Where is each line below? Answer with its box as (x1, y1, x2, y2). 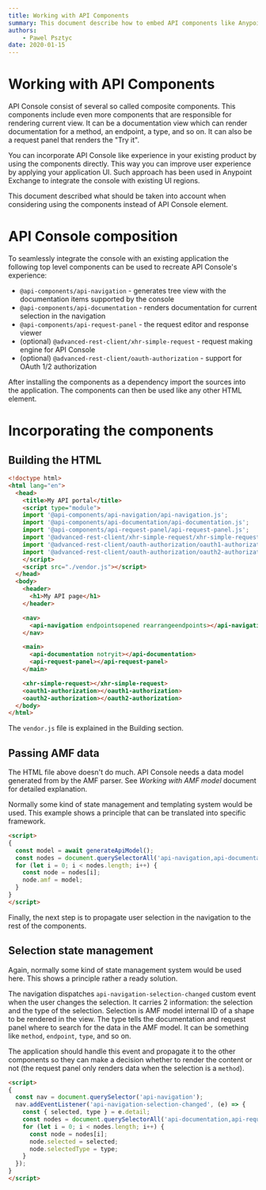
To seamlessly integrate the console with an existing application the (8, 254, 230, 263)
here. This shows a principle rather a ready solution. (8, 973, 178, 983)
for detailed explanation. (8, 785, 88, 794)
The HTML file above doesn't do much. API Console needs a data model (8, 767, 244, 777)
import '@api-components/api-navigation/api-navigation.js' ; (22, 511, 228, 520)
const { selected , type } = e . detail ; (22, 1108, 150, 1116)
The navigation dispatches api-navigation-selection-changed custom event (8, 988, 256, 998)
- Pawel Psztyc (22, 33, 73, 42)
